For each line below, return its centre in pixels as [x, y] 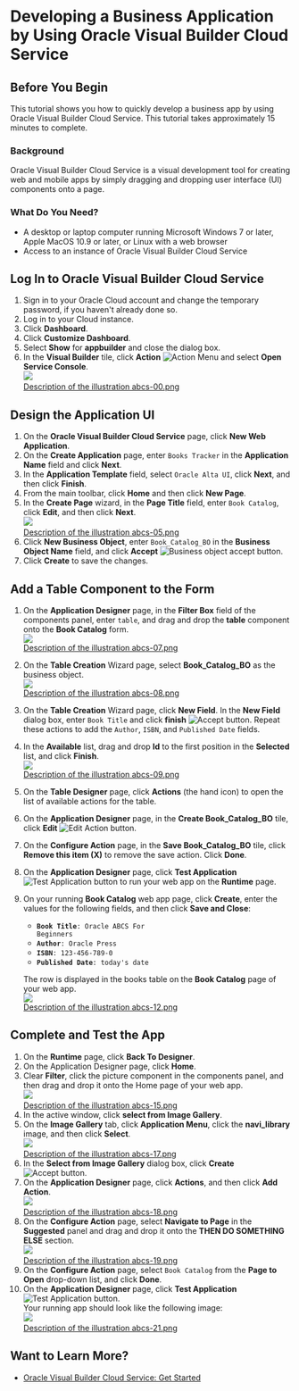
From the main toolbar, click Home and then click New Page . [134, 494]
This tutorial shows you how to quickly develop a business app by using [142, 108]
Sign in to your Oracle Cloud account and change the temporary [141, 300]
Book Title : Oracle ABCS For [91, 927]
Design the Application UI [83, 415]
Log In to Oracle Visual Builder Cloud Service [137, 279]
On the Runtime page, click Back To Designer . [109, 1056]
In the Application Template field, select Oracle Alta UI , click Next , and [157, 474]
